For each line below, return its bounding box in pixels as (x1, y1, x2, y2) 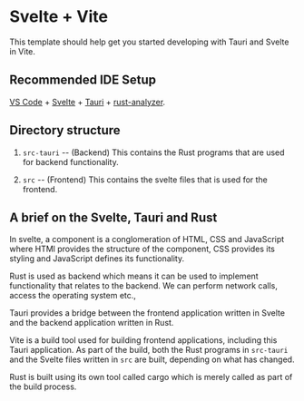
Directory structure (9, 122, 121, 138)
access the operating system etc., (9, 290, 136, 301)
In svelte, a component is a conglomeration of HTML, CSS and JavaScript (9, 234, 285, 245)
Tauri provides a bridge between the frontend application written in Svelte (9, 308, 286, 318)
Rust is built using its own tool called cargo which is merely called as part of (9, 372, 293, 383)
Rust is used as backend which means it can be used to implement (9, 270, 259, 282)
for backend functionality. (22, 156, 120, 167)
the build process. (9, 381, 77, 392)
